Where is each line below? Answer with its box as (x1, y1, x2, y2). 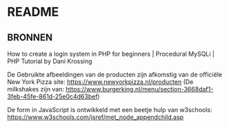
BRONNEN (7, 32, 53, 43)
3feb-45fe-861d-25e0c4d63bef (7, 92, 98, 100)
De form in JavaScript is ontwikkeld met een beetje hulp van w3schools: (7, 106, 212, 114)
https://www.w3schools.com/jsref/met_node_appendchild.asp (7, 113, 184, 121)
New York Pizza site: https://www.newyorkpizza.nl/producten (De (7, 78, 194, 86)
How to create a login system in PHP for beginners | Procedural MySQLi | (7, 50, 215, 58)
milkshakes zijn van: (7, 85, 64, 93)
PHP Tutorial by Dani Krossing (7, 57, 92, 65)
